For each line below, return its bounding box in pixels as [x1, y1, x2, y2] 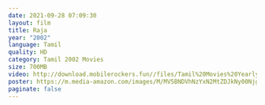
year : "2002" [8, 33, 51, 42]
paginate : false [8, 84, 62, 93]
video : [8, 70, 30, 78]
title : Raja [8, 26, 47, 34]
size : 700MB [8, 63, 47, 71]
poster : [8, 77, 34, 85]
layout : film [8, 19, 51, 27]
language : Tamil [8, 41, 62, 49]
